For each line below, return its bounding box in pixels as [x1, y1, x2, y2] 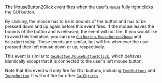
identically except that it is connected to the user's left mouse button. [5, 59, 143, 64]
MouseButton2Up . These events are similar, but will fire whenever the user [5, 39, 149, 45]
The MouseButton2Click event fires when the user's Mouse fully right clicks [5, 4, 153, 10]
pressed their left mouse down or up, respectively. [5, 44, 105, 49]
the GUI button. [5, 9, 36, 15]
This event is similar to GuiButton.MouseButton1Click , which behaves [5, 53, 142, 59]
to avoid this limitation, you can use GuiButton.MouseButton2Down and [5, 34, 142, 39]
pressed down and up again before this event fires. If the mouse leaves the [5, 24, 154, 29]
